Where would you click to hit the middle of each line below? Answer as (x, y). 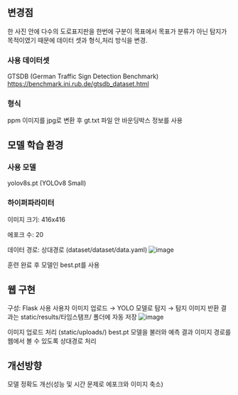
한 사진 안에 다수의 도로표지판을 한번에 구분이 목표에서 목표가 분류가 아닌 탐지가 (117, 31)
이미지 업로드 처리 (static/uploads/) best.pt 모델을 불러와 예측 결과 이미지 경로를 (119, 332)
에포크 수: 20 (26, 235)
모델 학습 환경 (36, 145)
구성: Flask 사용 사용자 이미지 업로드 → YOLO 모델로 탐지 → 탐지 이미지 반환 (113, 308)
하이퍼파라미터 (31, 203)
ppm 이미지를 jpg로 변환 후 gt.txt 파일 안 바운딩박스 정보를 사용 (95, 120)
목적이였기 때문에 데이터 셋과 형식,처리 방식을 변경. (77, 40)
